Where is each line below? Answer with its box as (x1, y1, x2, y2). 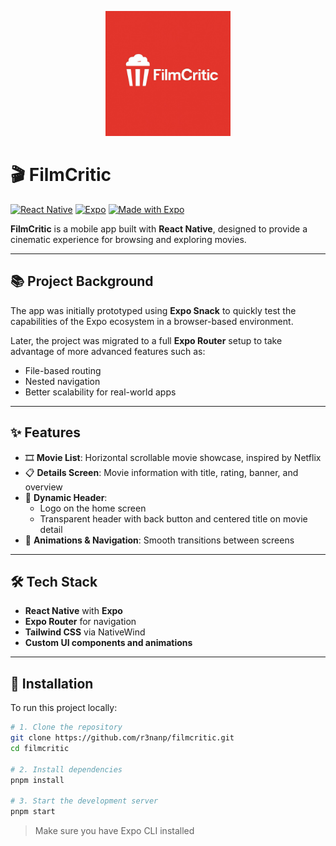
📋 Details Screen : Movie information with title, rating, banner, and (24, 466, 299, 478)
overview (24, 481, 63, 493)
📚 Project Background (10, 273, 154, 290)
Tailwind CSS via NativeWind (24, 626, 146, 638)
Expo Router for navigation (24, 616, 137, 628)
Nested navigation (24, 375, 101, 387)
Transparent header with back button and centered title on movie (39, 512, 308, 525)
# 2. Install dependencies (10, 764, 123, 775)
